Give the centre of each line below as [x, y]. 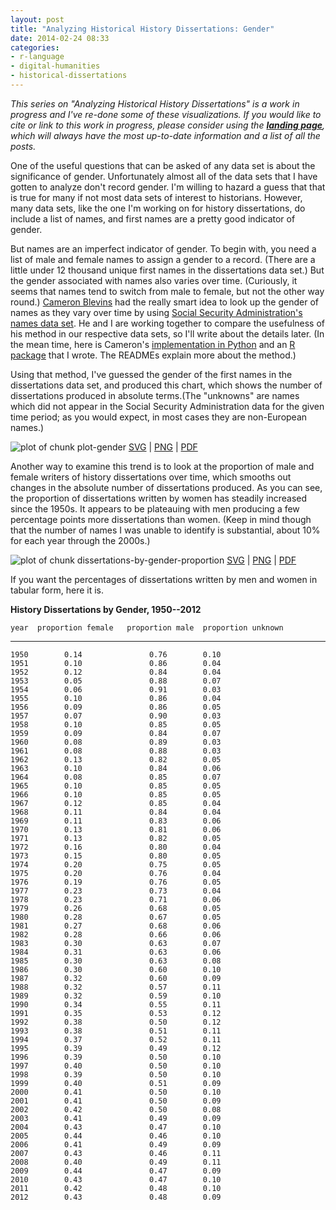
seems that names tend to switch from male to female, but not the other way [167, 291]
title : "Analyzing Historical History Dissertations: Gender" [142, 29]
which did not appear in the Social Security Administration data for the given [167, 406]
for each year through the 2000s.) [80, 540]
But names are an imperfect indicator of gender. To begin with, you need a [163, 248]
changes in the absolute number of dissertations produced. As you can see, [166, 487]
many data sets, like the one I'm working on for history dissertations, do [158, 208]
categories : [35, 47]
